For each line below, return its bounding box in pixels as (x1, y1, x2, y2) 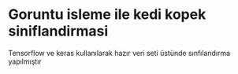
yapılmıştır (8, 57, 42, 66)
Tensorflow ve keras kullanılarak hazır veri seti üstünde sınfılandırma (8, 48, 231, 57)
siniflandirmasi (8, 22, 109, 40)
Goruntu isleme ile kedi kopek (8, 6, 206, 24)
